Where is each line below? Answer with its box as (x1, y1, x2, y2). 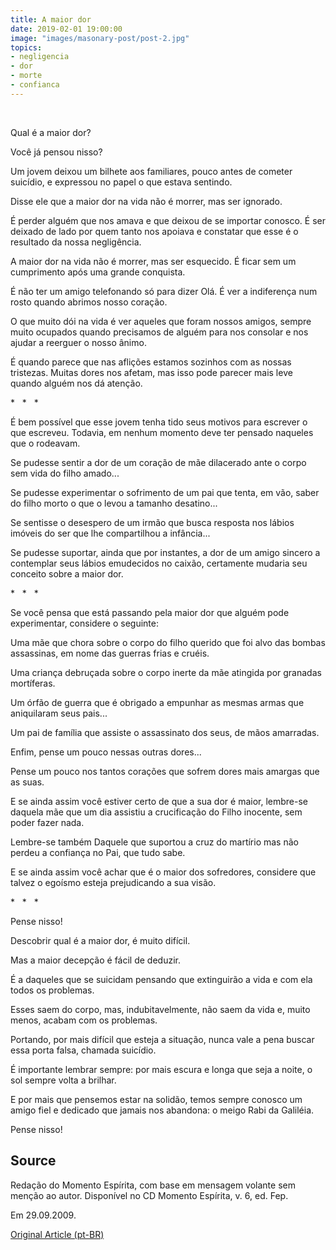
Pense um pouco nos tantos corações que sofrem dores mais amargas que (10, 765, 320, 777)
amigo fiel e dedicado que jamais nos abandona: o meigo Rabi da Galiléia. (10, 1104, 315, 1116)
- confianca (10, 80, 60, 90)
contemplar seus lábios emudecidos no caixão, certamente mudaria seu (10, 557, 308, 569)
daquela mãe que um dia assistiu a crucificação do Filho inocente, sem (10, 806, 303, 818)
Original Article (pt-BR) (10, 1228, 105, 1240)
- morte (10, 71, 43, 81)
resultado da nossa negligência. (10, 236, 142, 248)
